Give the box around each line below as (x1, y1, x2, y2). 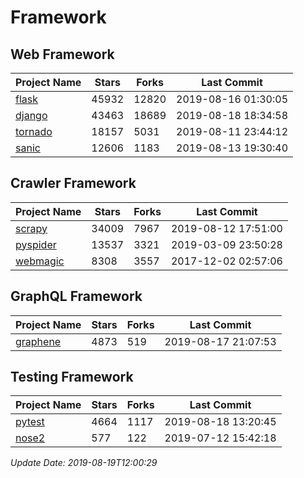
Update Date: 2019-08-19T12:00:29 (10, 457, 158, 469)
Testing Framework (10, 369, 134, 386)
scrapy (15, 221, 48, 235)
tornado (15, 125, 53, 138)
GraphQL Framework (10, 288, 143, 305)
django (15, 109, 48, 122)
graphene (15, 334, 62, 348)
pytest (15, 415, 45, 429)
